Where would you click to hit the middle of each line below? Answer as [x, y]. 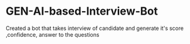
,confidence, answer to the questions [53, 34]
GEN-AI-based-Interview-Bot [82, 11]
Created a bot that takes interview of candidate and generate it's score [95, 28]
